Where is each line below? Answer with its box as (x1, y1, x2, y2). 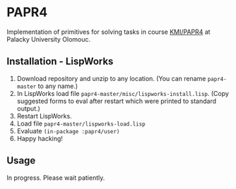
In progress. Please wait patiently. (6, 173, 105, 182)
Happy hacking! (16, 134, 63, 142)
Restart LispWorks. (16, 111, 72, 120)
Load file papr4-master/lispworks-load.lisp (16, 119, 146, 128)
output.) (16, 104, 40, 113)
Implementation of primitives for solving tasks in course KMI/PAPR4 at (6, 28, 211, 36)
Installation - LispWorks (6, 56, 114, 68)
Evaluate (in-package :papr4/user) (16, 126, 120, 135)
